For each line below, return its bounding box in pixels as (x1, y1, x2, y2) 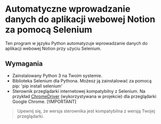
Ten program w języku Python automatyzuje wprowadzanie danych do (5, 40, 148, 46)
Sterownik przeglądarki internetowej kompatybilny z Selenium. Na (12, 88, 146, 94)
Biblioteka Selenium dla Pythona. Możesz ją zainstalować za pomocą (12, 78, 152, 83)
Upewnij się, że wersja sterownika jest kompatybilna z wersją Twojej (17, 108, 156, 114)
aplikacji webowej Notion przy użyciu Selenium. (5, 45, 102, 51)
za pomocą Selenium (5, 24, 92, 35)
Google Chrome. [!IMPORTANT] (12, 99, 77, 104)
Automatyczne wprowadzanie (5, 3, 131, 15)
